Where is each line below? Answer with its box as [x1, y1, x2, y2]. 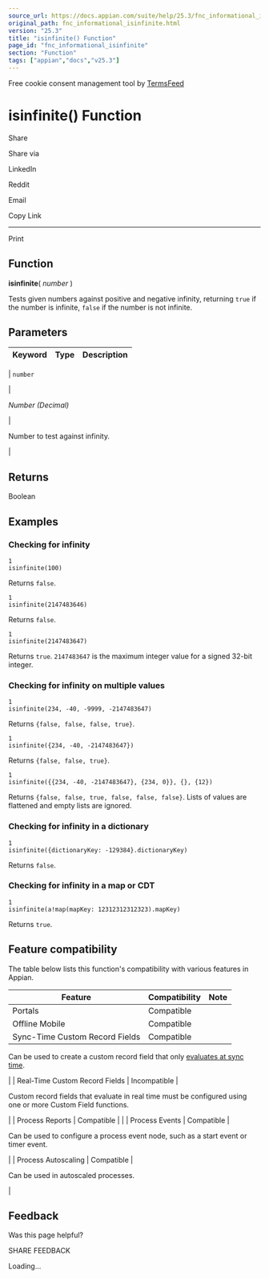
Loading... [8, 1261, 42, 1271]
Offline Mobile [12, 1018, 66, 1029]
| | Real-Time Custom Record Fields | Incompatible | [8, 1075, 179, 1085]
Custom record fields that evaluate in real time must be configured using [8, 1091, 247, 1101]
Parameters [8, 326, 68, 339]
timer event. [8, 1139, 48, 1149]
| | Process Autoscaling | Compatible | [8, 1155, 134, 1164]
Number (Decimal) [8, 400, 70, 410]
